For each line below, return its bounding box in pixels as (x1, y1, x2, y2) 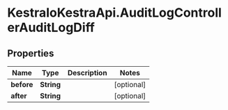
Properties (7, 47, 54, 59)
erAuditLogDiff (7, 19, 96, 36)
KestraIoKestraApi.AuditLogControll (7, 5, 222, 21)
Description (67, 68, 107, 77)
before (10, 80, 33, 89)
